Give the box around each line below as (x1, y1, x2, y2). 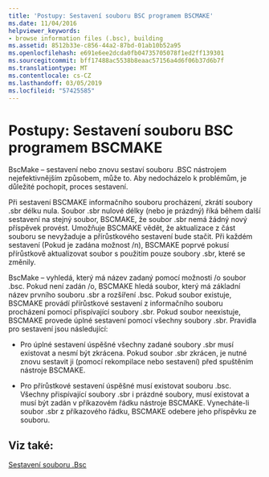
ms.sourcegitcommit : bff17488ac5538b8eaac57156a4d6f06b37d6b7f (8, 57, 225, 65)
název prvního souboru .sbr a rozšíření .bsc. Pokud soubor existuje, (8, 290, 232, 300)
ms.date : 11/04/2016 (8, 19, 78, 27)
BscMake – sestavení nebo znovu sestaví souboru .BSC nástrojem (8, 165, 227, 175)
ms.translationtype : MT (8, 64, 88, 72)
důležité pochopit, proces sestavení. (8, 182, 128, 191)
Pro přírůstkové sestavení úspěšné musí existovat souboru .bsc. (19, 381, 231, 391)
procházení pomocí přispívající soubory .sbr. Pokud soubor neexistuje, (8, 307, 241, 317)
